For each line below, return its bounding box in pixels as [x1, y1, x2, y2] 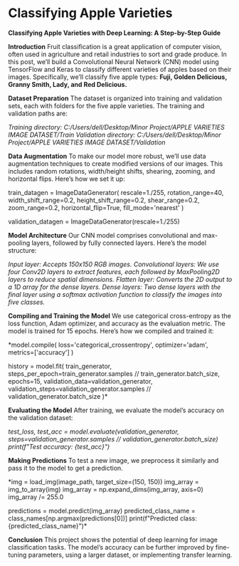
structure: [8, 246, 37, 254]
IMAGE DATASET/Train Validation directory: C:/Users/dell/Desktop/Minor [8, 130, 221, 139]
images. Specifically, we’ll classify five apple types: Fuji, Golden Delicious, [8, 73, 227, 81]
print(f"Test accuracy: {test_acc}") [8, 442, 110, 451]
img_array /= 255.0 [8, 493, 64, 501]
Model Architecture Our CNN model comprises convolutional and [8, 231, 201, 239]
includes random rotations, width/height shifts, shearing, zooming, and [8, 167, 216, 175]
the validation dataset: [8, 413, 73, 421]
